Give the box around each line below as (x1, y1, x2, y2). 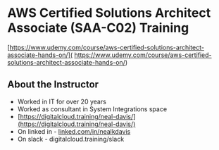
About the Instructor (7, 79, 99, 91)
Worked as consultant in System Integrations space (17, 104, 168, 113)
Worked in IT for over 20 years (17, 97, 107, 106)
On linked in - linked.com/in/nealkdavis (17, 127, 131, 135)
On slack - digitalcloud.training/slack (17, 135, 125, 143)
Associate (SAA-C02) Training (7, 20, 189, 36)
